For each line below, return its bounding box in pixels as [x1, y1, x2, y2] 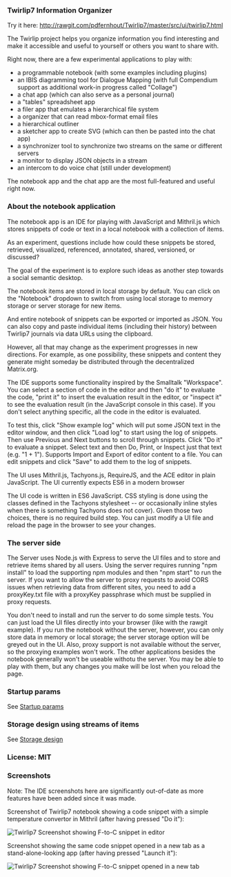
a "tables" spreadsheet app [17, 98, 95, 106]
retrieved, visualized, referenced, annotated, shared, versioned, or [7, 245, 195, 254]
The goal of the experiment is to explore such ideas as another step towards [7, 266, 224, 274]
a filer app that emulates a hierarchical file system [17, 105, 159, 114]
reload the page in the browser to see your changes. [7, 521, 157, 529]
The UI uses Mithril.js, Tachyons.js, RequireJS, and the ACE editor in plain [7, 471, 216, 479]
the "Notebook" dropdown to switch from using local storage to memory [7, 294, 213, 302]
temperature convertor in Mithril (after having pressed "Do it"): [7, 814, 185, 823]
